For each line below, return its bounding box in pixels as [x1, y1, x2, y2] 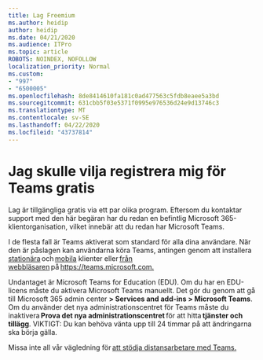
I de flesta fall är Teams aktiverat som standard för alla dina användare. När [8, 237, 251, 246]
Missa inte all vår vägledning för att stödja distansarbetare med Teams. [8, 343, 237, 352]
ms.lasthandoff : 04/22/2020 [8, 121, 100, 129]
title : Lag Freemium [8, 11, 76, 20]
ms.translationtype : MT [8, 107, 86, 115]
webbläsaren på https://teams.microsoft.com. [8, 262, 155, 271]
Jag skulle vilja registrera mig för [8, 162, 226, 180]
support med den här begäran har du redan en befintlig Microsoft [8, 213, 220, 222]
